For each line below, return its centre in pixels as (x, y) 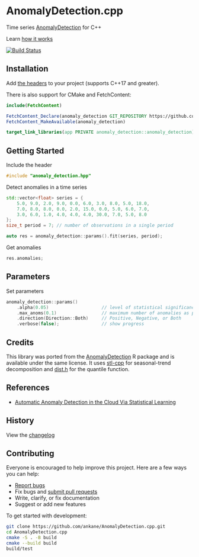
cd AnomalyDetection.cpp (37, 532)
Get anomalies (24, 247)
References (28, 388)
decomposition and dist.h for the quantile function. (68, 369)
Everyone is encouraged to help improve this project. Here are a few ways (97, 468)
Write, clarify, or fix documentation (57, 498)
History (20, 421)
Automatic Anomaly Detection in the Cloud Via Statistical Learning (95, 402)
